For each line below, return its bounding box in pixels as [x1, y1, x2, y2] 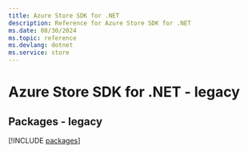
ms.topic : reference [8, 33, 78, 42]
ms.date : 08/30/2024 [8, 26, 78, 34]
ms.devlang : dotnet [8, 41, 74, 49]
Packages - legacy [8, 115, 102, 128]
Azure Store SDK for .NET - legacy [8, 83, 240, 101]
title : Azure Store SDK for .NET [8, 11, 120, 20]
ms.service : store [8, 49, 70, 57]
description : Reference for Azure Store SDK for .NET [8, 19, 192, 27]
